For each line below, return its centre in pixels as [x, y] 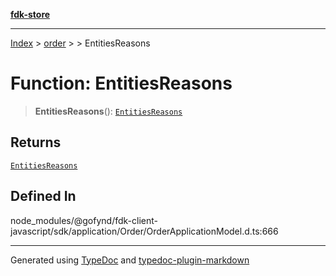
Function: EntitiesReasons [121, 83]
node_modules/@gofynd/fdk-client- [84, 220]
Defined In [43, 196]
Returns [36, 142]
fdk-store [30, 14]
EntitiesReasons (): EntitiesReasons [108, 111]
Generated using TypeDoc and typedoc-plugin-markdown [130, 260]
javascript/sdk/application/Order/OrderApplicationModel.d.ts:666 [144, 231]
